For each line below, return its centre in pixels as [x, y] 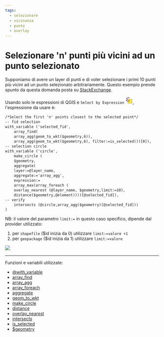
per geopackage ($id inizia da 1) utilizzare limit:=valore [67, 238]
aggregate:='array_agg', [39, 176]
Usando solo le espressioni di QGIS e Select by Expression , [70, 102]
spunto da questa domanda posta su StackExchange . [59, 90]
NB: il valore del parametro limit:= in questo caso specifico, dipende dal [78, 219]
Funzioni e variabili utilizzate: [34, 263]
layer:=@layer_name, [35, 171]
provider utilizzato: [24, 224]
